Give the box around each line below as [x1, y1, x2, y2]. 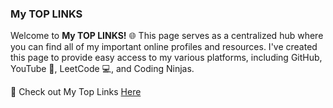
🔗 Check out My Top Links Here [10, 86, 142, 98]
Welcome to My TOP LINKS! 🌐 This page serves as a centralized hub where [10, 30, 324, 42]
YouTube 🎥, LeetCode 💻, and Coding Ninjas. [10, 63, 195, 75]
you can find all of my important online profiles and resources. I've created [10, 41, 318, 53]
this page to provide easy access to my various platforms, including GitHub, [10, 52, 323, 64]
